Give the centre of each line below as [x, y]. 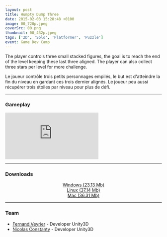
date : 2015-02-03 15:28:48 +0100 [40, 19]
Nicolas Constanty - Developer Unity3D [53, 229]
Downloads [19, 174]
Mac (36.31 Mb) [83, 196]
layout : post [19, 10]
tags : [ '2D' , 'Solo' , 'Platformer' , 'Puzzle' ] [54, 38]
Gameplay [18, 104]
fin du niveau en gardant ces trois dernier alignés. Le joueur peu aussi [77, 81]
